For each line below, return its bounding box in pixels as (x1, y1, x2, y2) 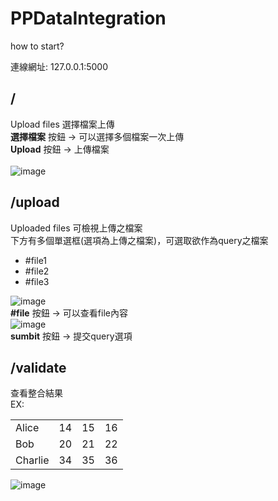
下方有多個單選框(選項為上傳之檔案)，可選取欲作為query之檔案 (10, 234, 269, 246)
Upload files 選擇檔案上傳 (10, 118, 115, 130)
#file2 (24, 265, 50, 277)
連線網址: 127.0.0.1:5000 (10, 60, 109, 72)
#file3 (24, 275, 50, 287)
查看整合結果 (10, 387, 63, 399)
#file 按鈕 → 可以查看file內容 (10, 307, 128, 319)
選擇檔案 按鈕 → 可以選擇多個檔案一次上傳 (10, 130, 185, 142)
